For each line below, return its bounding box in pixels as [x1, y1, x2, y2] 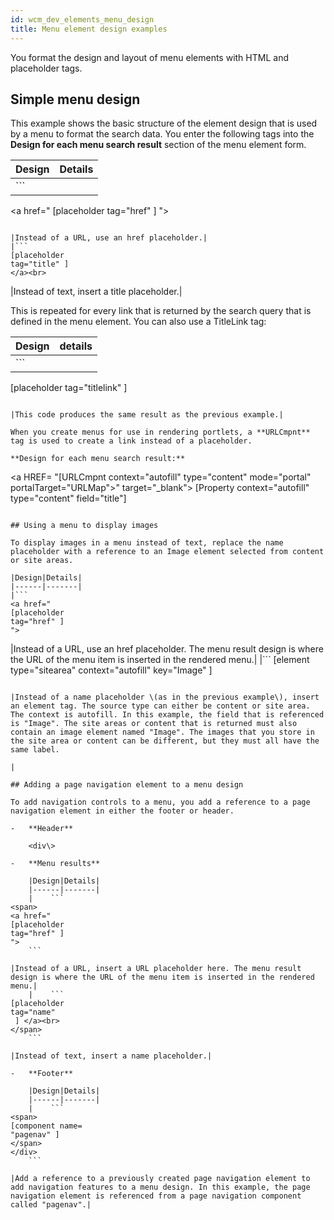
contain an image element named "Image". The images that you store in [10, 727, 315, 738]
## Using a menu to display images [10, 521, 159, 531]
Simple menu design [10, 91, 141, 108]
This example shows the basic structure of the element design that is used [10, 117, 318, 130]
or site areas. [10, 556, 74, 566]
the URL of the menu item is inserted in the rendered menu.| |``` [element [10, 654, 310, 666]
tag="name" [10, 1007, 56, 1018]
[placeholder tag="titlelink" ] [10, 382, 128, 394]
